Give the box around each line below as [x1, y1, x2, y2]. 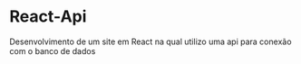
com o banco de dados [9, 45, 96, 56]
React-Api [9, 6, 87, 27]
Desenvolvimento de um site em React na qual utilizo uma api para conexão [9, 36, 292, 47]
